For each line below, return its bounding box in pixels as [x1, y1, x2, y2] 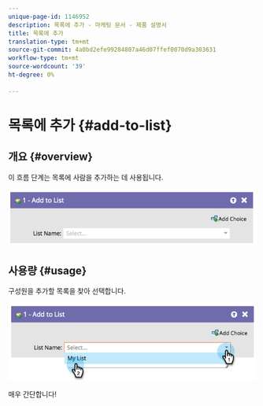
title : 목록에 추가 [8, 29, 64, 37]
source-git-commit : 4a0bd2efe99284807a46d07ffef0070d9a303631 [8, 46, 217, 54]
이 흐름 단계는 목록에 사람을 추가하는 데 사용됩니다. [8, 172, 164, 182]
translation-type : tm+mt [8, 38, 90, 46]
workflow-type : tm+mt [8, 54, 80, 62]
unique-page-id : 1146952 [8, 13, 90, 20]
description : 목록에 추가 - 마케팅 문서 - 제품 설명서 [8, 20, 167, 29]
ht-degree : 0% [8, 71, 55, 79]
